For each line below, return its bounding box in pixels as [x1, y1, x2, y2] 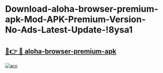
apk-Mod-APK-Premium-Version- [5, 14, 146, 25]
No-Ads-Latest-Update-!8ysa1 [5, 24, 133, 35]
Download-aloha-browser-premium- [5, 3, 159, 15]
